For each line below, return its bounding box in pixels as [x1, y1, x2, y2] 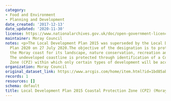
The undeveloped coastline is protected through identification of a [10, 55, 160, 60]
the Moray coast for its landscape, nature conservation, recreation [10, 50, 160, 55]
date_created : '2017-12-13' [5, 21, 65, 27]
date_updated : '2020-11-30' [5, 27, 65, 32]
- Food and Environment [5, 12, 56, 17]
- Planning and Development [5, 17, 65, 22]
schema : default [5, 83, 40, 88]
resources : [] [5, 79, 36, 84]
